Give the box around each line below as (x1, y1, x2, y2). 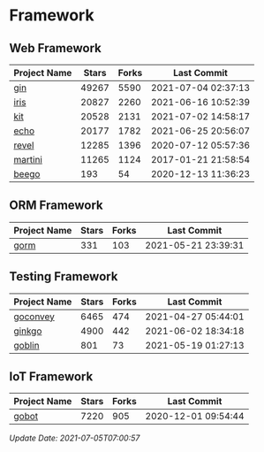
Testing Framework (9, 269, 118, 284)
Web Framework (9, 41, 102, 56)
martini (13, 154, 42, 165)
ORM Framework (9, 198, 103, 213)
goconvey (13, 310, 56, 323)
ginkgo (13, 325, 42, 337)
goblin (13, 339, 40, 351)
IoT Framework (9, 369, 94, 385)
